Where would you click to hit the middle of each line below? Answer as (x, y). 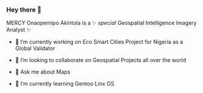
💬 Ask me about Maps (43, 72)
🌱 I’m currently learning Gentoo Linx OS (64, 84)
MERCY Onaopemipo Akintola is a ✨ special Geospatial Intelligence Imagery (101, 23)
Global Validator (35, 49)
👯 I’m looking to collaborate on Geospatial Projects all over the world (101, 60)
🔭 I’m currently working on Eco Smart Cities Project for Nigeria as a (99, 42)
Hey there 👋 (24, 10)
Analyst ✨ (19, 30)
